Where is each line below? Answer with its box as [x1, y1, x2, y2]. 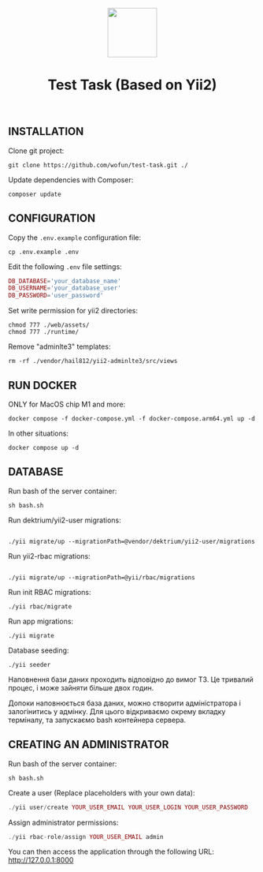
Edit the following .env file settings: [8, 261, 122, 271]
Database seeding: [8, 646, 69, 655]
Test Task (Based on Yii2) [47, 76, 217, 94]
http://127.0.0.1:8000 [8, 855, 74, 865]
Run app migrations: [8, 616, 73, 626]
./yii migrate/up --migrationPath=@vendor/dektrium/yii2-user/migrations [8, 537, 256, 545]
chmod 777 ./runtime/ [8, 328, 80, 336]
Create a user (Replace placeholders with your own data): [8, 788, 195, 797]
